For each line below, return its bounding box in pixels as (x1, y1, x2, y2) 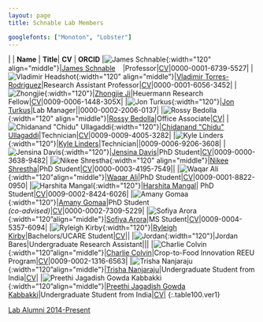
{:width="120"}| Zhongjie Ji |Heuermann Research (44, 88, 203, 99)
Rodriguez (8, 80, 42, 90)
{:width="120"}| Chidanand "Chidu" (111, 122, 224, 132)
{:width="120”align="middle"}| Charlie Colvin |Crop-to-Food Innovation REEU (8, 248, 255, 257)
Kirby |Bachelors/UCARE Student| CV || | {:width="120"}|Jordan (8, 231, 239, 241)
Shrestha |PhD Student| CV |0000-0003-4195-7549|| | (8, 164, 180, 174)
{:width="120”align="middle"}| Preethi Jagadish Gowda (8, 282, 186, 291)
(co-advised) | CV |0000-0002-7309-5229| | (8, 206, 150, 215)
